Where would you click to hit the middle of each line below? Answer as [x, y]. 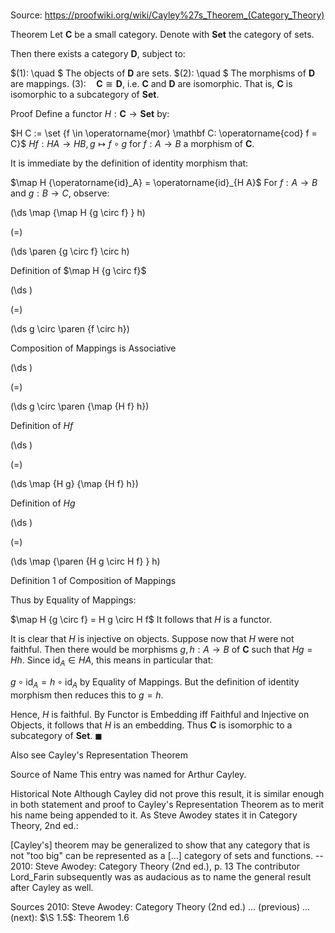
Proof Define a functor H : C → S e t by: [90, 114]
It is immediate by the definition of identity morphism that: [129, 163]
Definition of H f [42, 426]
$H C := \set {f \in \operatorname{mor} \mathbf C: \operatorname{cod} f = [164, 133]
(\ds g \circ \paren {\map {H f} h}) [80, 406]
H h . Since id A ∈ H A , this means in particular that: [112, 661]
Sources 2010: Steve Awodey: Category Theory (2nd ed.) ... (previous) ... [160, 906]
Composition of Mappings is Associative [93, 348]
